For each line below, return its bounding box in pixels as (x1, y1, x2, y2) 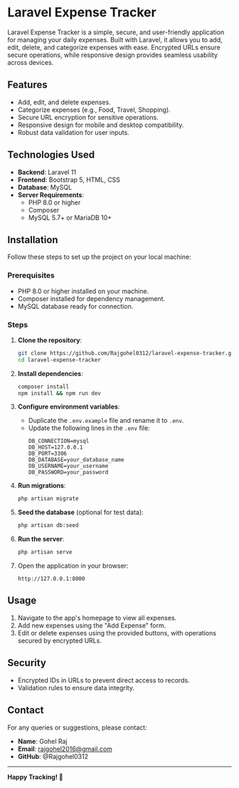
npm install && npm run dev (17, 389, 101, 396)
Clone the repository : (17, 336, 83, 344)
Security (7, 657, 46, 669)
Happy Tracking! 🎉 (7, 772, 63, 781)
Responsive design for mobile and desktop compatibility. (17, 121, 184, 129)
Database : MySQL (17, 183, 73, 191)
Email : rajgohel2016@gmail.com (17, 744, 112, 753)
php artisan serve (17, 548, 73, 556)
